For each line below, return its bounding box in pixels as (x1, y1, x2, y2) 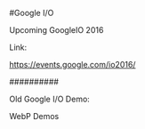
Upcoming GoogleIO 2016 (9, 25, 104, 35)
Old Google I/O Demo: (9, 93, 91, 104)
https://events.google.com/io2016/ (9, 60, 136, 69)
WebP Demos (9, 111, 60, 121)
